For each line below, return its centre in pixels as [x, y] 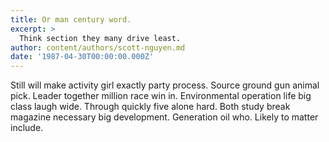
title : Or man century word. [71, 19]
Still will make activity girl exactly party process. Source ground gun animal [165, 85]
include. [27, 128]
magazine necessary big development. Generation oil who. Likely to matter [164, 117]
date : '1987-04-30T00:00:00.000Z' [82, 57]
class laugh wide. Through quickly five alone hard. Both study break [150, 107]
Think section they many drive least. [100, 38]
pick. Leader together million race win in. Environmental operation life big [161, 96]
